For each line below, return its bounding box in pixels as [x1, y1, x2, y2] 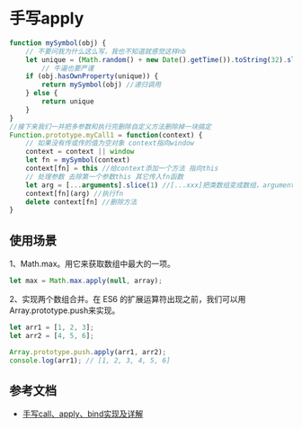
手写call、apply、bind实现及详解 [22, 408, 144, 419]
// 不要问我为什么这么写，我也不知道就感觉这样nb [25, 47, 187, 56]
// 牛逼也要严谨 [41, 64, 94, 73]
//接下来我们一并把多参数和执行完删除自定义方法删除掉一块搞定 [9, 122, 212, 131]
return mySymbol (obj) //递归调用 [41, 80, 162, 90]
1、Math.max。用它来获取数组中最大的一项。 [9, 258, 175, 270]
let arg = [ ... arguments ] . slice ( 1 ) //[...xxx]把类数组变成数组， [25, 181, 263, 190]
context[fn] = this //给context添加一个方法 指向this [25, 164, 218, 174]
